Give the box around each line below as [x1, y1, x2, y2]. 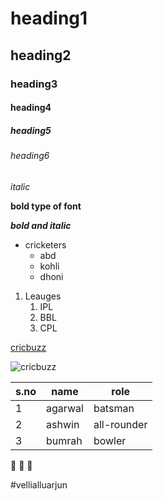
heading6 [10, 150, 50, 162]
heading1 [10, 7, 88, 30]
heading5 [10, 124, 52, 136]
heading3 [10, 77, 58, 91]
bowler [93, 433, 127, 447]
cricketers [24, 238, 67, 251]
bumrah [46, 433, 83, 447]
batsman [93, 401, 135, 415]
